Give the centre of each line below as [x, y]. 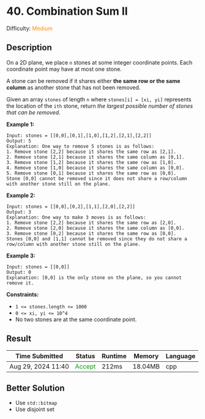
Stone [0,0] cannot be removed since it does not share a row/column [97, 178]
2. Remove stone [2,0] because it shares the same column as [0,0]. [95, 228]
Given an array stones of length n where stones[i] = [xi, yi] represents [99, 99]
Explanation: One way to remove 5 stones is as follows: [80, 146]
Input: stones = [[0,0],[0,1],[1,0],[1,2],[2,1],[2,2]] [79, 135]
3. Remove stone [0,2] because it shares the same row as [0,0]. [91, 233]
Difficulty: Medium [30, 28]
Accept [85, 366]
